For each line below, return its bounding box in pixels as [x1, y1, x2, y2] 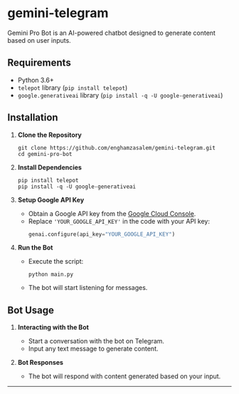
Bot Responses [17, 358, 64, 367]
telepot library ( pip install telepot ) [17, 83, 128, 92]
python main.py [28, 271, 73, 279]
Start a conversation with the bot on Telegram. [28, 337, 165, 346]
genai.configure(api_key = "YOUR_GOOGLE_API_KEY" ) [28, 230, 176, 238]
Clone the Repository [17, 130, 82, 139]
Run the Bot [17, 244, 53, 252]
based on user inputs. [7, 36, 71, 44]
